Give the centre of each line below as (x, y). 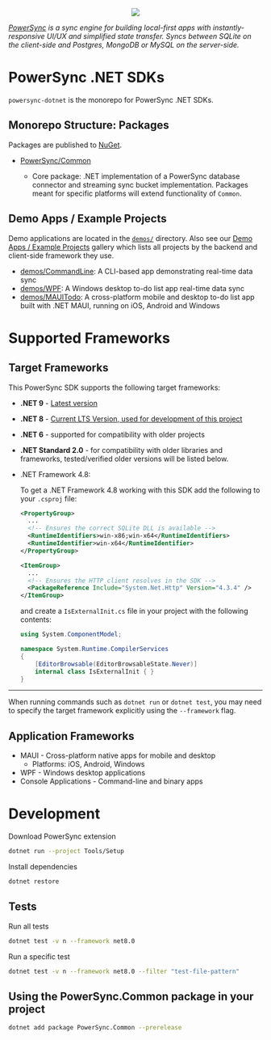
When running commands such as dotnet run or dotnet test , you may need (135, 702)
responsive (27, 36)
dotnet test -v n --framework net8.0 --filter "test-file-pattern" (124, 971)
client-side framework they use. (61, 256)
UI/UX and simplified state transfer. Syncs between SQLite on (149, 36)
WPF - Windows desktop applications (83, 773)
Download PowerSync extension (63, 836)
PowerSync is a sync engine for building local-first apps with (110, 27)
